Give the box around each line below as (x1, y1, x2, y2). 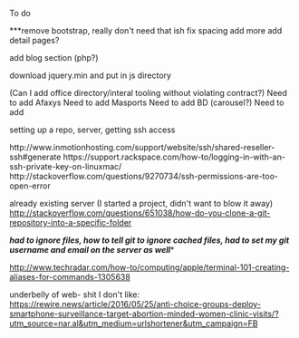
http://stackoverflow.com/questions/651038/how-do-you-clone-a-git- (9, 208, 271, 218)
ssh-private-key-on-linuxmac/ (9, 161, 122, 171)
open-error (9, 180, 52, 191)
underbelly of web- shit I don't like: (9, 289, 140, 300)
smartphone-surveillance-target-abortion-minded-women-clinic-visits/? (9, 308, 279, 319)
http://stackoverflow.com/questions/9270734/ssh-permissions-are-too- (9, 171, 279, 181)
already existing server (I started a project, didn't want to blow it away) (9, 198, 274, 208)
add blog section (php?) (9, 53, 99, 63)
